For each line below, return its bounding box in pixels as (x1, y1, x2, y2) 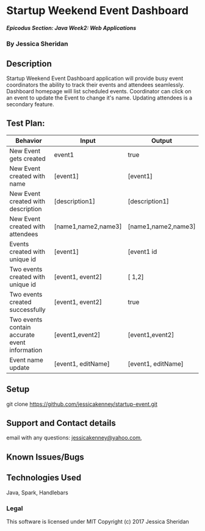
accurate (9, 330, 35, 339)
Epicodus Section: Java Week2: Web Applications (6, 24, 137, 31)
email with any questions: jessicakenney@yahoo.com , (6, 434, 142, 441)
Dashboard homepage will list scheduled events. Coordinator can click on (6, 87, 192, 95)
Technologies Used (6, 472, 81, 483)
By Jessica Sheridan (6, 40, 68, 48)
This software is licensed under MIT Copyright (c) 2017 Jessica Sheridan (6, 518, 189, 525)
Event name (9, 355, 44, 364)
